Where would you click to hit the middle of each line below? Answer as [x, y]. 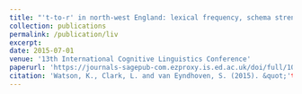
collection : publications [58, 26]
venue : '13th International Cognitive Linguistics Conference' [130, 59]
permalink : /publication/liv [64, 34]
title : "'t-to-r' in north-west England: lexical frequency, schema [140, 17]
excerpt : [26, 43]
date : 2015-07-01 [42, 51]
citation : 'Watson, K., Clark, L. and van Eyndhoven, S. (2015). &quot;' [151, 76]
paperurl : [28, 68]
